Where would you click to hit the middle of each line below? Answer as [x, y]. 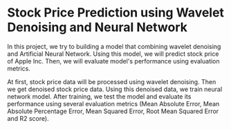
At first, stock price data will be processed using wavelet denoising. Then [112, 81]
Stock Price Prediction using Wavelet [116, 13]
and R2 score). [28, 118]
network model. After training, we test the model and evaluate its [99, 96]
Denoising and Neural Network [98, 27]
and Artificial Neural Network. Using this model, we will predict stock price [113, 54]
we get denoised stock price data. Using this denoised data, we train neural [115, 89]
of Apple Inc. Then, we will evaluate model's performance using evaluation [113, 61]
